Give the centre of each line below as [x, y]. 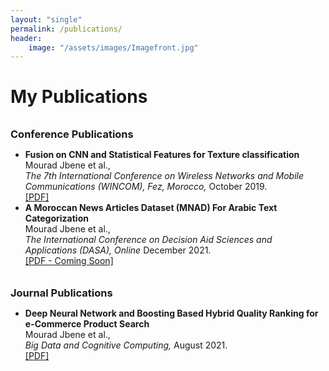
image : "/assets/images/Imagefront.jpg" [113, 47]
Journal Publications [61, 293]
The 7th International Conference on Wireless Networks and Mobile [164, 176]
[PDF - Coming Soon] [69, 261]
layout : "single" [46, 19]
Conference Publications [72, 134]
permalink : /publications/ [66, 29]
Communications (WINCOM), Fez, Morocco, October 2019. [146, 187]
